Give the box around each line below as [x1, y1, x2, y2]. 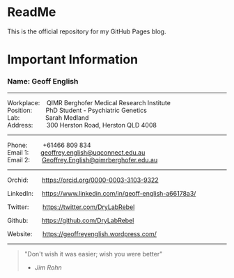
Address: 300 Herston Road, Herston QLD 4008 [7, 121, 157, 130]
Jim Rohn [34, 263, 62, 272]
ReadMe [7, 4, 56, 20]
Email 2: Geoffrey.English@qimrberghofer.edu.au [7, 156, 158, 164]
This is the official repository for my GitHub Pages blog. [7, 27, 166, 36]
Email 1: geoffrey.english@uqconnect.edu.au [7, 148, 146, 157]
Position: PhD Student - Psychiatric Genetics [7, 106, 148, 115]
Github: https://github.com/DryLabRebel [7, 217, 134, 225]
